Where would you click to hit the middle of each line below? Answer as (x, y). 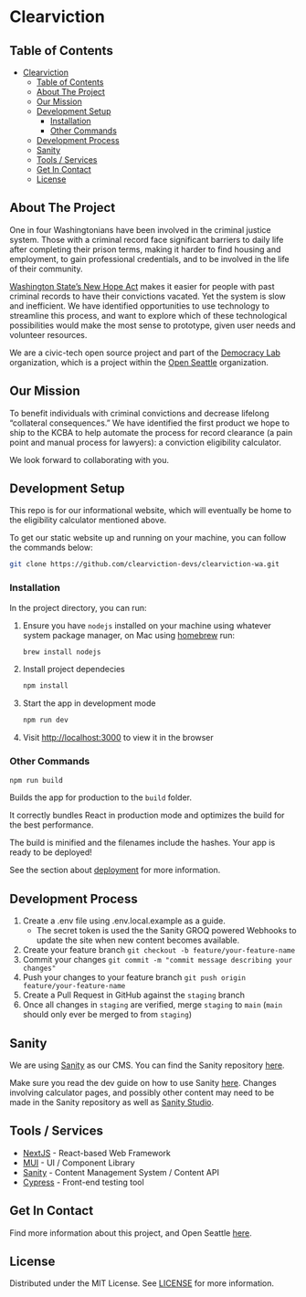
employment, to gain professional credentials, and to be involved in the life (149, 258)
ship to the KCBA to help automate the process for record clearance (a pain (151, 432)
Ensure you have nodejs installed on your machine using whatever (147, 625)
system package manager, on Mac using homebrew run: (129, 635)
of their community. (47, 269)
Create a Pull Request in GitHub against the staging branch (133, 995)
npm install (45, 686)
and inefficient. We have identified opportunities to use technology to (139, 306)
